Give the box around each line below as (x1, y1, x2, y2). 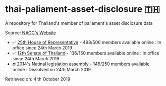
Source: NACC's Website (5, 30, 56, 36)
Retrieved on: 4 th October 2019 (5, 76, 71, 82)
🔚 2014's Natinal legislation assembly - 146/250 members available (12, 61, 150, 67)
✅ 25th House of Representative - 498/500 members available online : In (12, 39, 162, 45)
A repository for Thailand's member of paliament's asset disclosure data (5, 20, 153, 26)
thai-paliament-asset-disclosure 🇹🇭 (5, 3, 160, 15)
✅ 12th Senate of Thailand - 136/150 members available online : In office (12, 50, 160, 56)
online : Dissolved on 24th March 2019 (12, 66, 91, 72)
